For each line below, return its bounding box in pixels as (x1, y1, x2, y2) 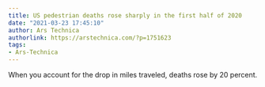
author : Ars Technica (8, 26, 80, 34)
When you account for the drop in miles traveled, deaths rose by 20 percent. (8, 70, 258, 79)
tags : (8, 41, 26, 49)
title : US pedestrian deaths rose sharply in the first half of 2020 (8, 11, 243, 20)
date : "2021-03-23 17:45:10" (8, 19, 104, 27)
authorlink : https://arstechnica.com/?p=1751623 (8, 33, 172, 42)
